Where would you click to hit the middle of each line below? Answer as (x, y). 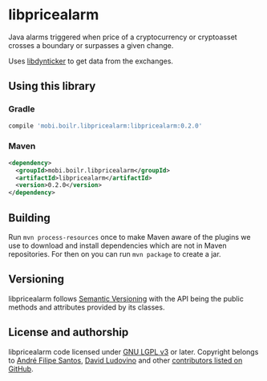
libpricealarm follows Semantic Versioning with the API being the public (126, 298)
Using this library (52, 86)
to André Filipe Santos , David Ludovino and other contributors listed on (125, 360)
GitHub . (21, 369)
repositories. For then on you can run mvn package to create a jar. (115, 253)
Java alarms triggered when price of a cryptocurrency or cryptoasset (123, 37)
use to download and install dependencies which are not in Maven (117, 245)
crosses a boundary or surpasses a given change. (91, 45)
